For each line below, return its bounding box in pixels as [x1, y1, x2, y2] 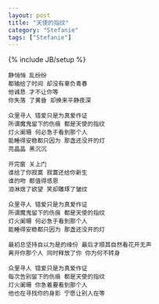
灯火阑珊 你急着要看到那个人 [8, 281, 88, 289]
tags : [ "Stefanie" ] [8, 33, 72, 42]
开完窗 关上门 [8, 160, 47, 169]
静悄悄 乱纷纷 [8, 71, 47, 79]
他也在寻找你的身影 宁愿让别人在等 [8, 290, 106, 298]
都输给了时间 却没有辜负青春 [8, 80, 88, 88]
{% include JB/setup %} [8, 55, 86, 64]
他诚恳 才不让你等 [8, 88, 59, 97]
